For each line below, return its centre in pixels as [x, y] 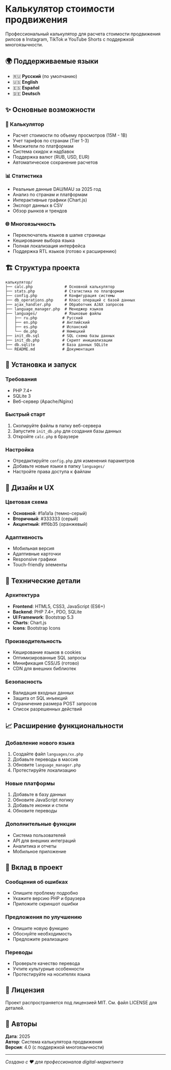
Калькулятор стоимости [60, 9]
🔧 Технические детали [43, 581]
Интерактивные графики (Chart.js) [50, 200]
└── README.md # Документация [50, 349]
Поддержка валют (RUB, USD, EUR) [51, 157]
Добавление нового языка [40, 743]
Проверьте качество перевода [46, 963]
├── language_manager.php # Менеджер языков [54, 309]
